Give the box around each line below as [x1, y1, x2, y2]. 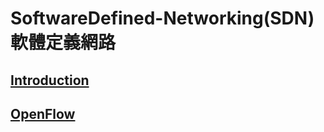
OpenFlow [10, 105, 76, 122]
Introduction [10, 72, 90, 89]
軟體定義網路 [10, 32, 117, 54]
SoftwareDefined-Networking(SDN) [10, 7, 315, 30]
